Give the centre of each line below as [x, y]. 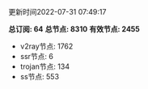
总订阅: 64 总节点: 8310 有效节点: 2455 [74, 29]
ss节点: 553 [39, 76]
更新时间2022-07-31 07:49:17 [57, 12]
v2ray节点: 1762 [47, 46]
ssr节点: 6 [37, 56]
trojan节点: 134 [45, 66]
